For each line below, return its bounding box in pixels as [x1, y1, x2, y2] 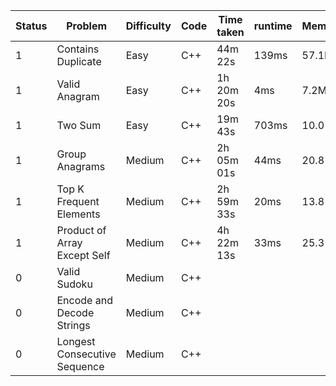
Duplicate [56, 55, 102, 68]
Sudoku [56, 277, 93, 291]
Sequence [56, 360, 105, 373]
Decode [56, 306, 95, 319]
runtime [253, 19, 293, 33]
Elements [56, 207, 101, 221]
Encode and [56, 294, 113, 307]
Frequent [56, 195, 100, 208]
